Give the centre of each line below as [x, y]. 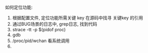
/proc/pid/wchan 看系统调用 [41, 41]
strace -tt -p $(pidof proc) [39, 29]
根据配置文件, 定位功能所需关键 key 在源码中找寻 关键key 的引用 [77, 18]
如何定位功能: [19, 7]
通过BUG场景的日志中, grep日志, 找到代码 [55, 24]
